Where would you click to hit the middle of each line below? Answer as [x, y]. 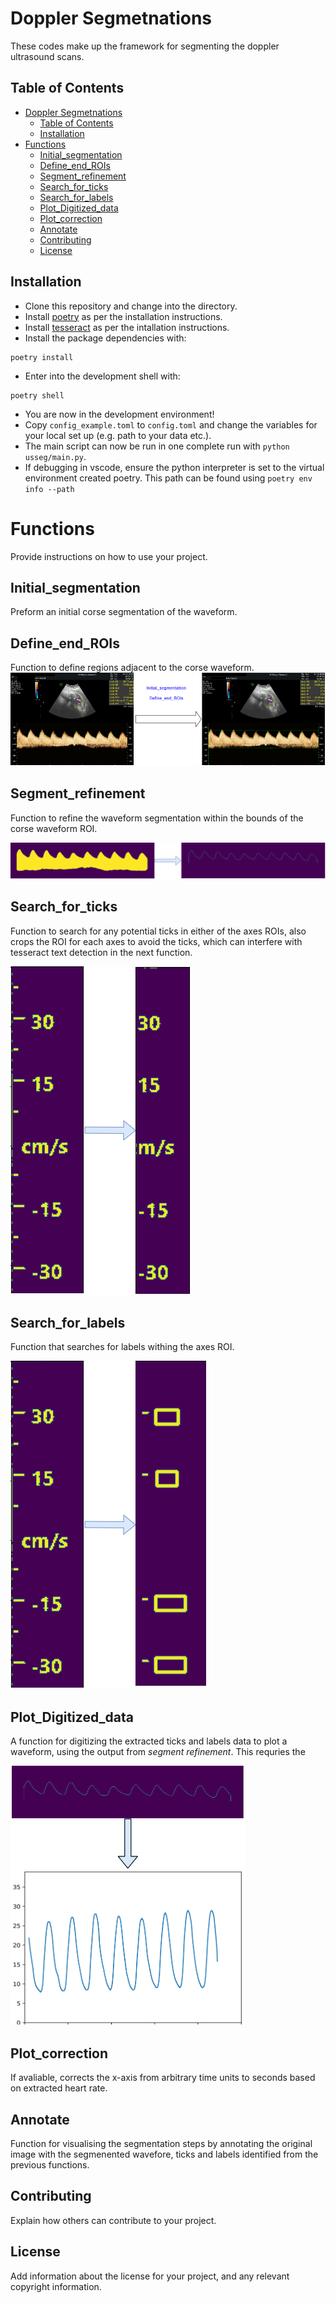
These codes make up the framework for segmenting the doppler [145, 46]
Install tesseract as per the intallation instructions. [127, 327]
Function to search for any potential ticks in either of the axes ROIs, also [158, 931]
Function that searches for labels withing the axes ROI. [122, 1347]
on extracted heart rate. [59, 2088]
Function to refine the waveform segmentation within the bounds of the [157, 818]
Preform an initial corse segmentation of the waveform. [124, 612]
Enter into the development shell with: [102, 376]
